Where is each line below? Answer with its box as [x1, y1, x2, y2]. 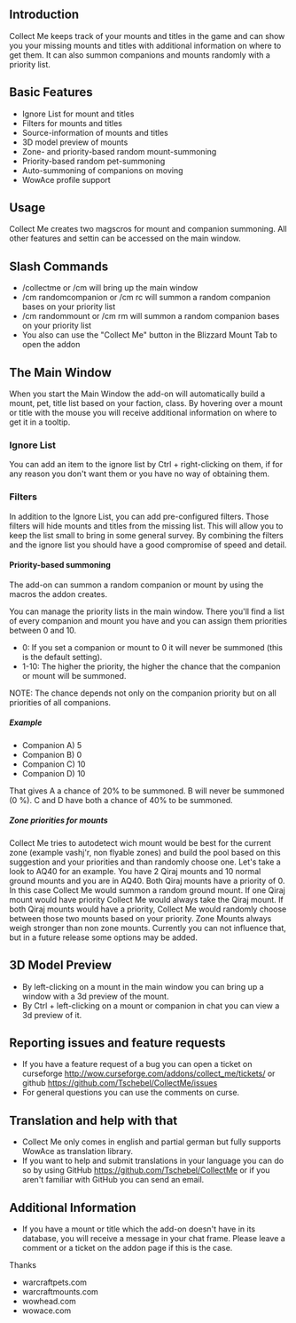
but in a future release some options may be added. [9, 932, 198, 943]
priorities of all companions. [9, 697, 112, 707]
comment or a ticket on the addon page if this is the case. [21, 1243, 233, 1254]
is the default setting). [21, 651, 103, 662]
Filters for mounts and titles [21, 117, 122, 128]
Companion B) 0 [21, 749, 82, 760]
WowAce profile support [21, 174, 111, 185]
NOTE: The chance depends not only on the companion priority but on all [9, 688, 277, 698]
